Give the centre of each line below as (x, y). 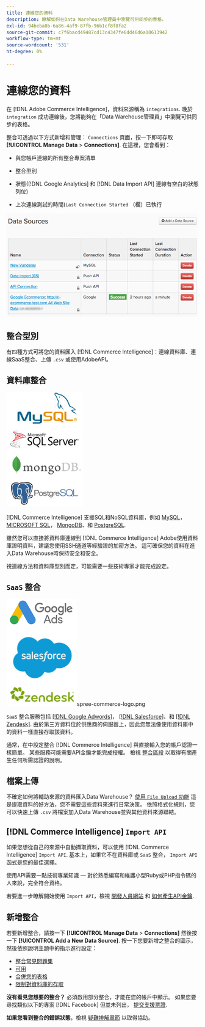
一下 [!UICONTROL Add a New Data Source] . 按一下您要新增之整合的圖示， (101, 940)
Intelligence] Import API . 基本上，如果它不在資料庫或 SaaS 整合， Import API (102, 855)
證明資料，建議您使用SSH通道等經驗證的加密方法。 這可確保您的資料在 (101, 545)
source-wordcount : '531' (38, 45)
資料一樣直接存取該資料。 (44, 731)
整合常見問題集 (34, 961)
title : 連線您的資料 (30, 13)
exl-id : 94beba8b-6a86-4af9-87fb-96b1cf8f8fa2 (67, 26)
